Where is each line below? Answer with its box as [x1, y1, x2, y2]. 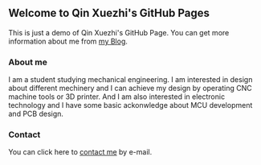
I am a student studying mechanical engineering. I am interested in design [8, 75, 253, 85]
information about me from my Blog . [8, 36, 128, 46]
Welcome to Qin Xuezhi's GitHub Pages [8, 6, 210, 20]
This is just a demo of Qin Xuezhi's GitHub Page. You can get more [8, 27, 230, 37]
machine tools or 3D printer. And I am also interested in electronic [8, 92, 226, 101]
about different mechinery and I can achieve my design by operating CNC [8, 84, 252, 93]
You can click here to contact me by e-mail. [8, 147, 153, 157]
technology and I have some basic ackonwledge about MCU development [8, 101, 253, 110]
